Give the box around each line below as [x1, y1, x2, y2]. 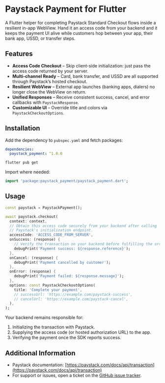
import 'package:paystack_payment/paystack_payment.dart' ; [5, 179, 129, 184]
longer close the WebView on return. [12, 89, 86, 95]
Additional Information [5, 349, 76, 357]
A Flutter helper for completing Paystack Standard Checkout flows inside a [5, 20, 156, 26]
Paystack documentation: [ [12, 362, 67, 368]
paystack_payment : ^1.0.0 [9, 151, 63, 156]
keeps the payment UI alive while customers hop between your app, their [5, 30, 153, 36]
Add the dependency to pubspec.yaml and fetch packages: [5, 137, 123, 143]
